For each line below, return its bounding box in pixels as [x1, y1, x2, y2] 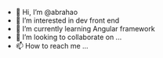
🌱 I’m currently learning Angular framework [15, 24, 155, 33]
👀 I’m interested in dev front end [15, 16, 120, 25]
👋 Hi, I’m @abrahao [15, 8, 78, 16]
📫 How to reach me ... [15, 42, 89, 50]
